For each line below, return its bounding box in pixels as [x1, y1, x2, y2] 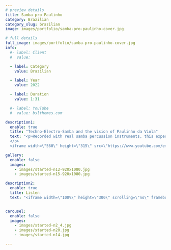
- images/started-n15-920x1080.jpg [14, 171, 90, 177]
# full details [5, 36, 38, 41]
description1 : [5, 119, 36, 125]
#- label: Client [10, 49, 47, 55]
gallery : [5, 153, 24, 158]
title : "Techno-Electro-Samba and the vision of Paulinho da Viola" [10, 129, 158, 134]
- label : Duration [10, 92, 49, 97]
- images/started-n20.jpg [14, 228, 70, 233]
